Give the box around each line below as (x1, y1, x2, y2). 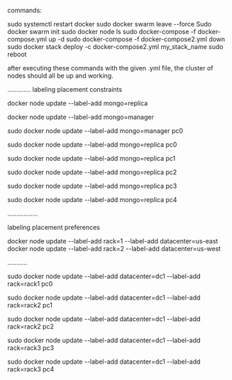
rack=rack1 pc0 (7, 280, 53, 287)
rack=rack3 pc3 (7, 344, 55, 352)
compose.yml (7, 35, 48, 43)
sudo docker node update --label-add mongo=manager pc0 (7, 127, 183, 134)
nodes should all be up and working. (7, 71, 114, 80)
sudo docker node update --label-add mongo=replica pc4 (7, 196, 177, 204)
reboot (7, 50, 27, 58)
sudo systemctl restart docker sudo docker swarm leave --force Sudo (7, 20, 211, 28)
